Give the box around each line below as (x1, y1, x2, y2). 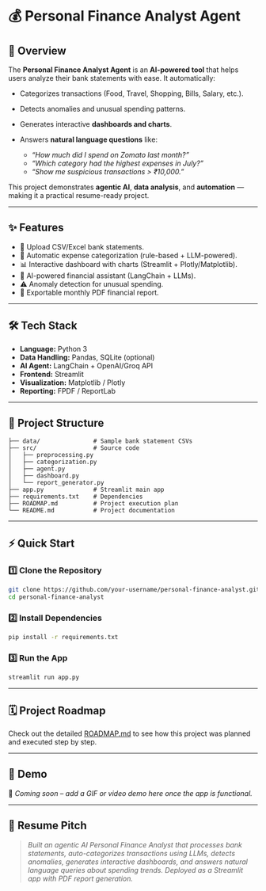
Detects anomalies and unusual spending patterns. (19, 105, 186, 113)
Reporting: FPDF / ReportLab (19, 386, 116, 395)
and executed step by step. (8, 737, 97, 747)
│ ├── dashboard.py (8, 472, 80, 480)
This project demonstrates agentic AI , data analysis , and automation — (8, 182, 245, 192)
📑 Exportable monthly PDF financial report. (19, 287, 160, 297)
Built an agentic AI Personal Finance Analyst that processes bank (27, 840, 243, 849)
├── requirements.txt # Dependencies (8, 493, 144, 501)
